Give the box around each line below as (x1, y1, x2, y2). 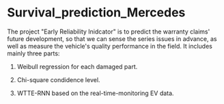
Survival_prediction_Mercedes (7, 5, 186, 21)
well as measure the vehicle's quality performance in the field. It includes (7, 42, 213, 50)
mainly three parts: (7, 49, 60, 57)
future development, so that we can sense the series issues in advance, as (7, 34, 217, 42)
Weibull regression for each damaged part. (16, 62, 138, 70)
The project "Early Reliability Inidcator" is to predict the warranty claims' (7, 27, 210, 36)
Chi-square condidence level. (16, 75, 100, 83)
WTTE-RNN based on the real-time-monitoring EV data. (16, 89, 174, 97)
